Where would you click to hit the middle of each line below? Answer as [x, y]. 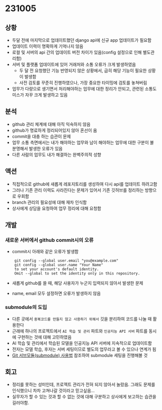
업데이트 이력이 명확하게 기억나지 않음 [48, 46]
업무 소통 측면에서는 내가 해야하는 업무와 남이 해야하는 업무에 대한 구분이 [80, 142]
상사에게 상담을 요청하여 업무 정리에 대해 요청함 [57, 208]
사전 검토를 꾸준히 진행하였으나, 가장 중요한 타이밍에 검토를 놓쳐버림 [83, 83]
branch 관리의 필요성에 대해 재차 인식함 [49, 202]
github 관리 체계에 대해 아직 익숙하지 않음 [51, 124]
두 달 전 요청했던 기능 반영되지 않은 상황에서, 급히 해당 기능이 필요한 [83, 70]
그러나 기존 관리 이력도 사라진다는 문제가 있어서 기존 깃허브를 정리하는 [78, 190]
